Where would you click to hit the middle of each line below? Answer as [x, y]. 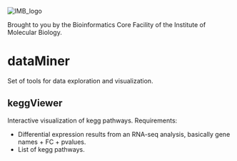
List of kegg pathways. [51, 149]
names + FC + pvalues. [52, 142]
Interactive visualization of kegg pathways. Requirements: [92, 120]
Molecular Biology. [35, 32]
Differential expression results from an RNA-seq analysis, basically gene [124, 134]
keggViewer [35, 103]
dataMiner [39, 61]
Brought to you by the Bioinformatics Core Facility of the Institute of [107, 25]
